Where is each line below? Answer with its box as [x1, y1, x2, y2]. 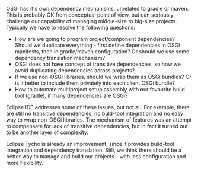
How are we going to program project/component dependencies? [14, 36, 175, 42]
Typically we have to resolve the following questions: [6, 24, 135, 31]
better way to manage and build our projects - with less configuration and [6, 153, 186, 160]
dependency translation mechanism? [14, 55, 106, 61]
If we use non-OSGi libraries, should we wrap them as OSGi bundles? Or [14, 74, 191, 80]
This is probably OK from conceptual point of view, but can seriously [6, 11, 174, 18]
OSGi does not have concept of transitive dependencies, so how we [14, 60, 181, 68]
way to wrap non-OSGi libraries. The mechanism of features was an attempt [6, 116, 192, 123]
